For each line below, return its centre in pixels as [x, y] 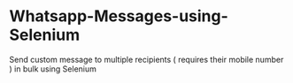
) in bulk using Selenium [53, 69]
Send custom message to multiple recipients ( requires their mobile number [146, 59]
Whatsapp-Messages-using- [119, 16]
